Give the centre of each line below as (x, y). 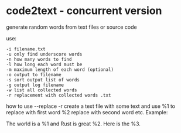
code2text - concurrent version (84, 11)
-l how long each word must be (44, 64)
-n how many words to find (39, 59)
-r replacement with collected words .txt (59, 95)
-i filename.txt (26, 49)
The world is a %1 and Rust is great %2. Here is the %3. (73, 124)
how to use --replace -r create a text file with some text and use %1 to (91, 106)
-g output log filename (35, 85)
